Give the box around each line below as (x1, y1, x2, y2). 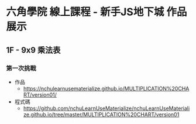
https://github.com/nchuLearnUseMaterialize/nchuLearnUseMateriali (23, 105, 190, 112)
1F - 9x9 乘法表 (6, 45, 61, 55)
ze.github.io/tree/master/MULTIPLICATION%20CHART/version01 (23, 111, 180, 118)
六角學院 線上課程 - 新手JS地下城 (6, 5, 164, 19)
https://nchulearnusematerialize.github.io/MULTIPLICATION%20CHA (23, 85, 190, 92)
